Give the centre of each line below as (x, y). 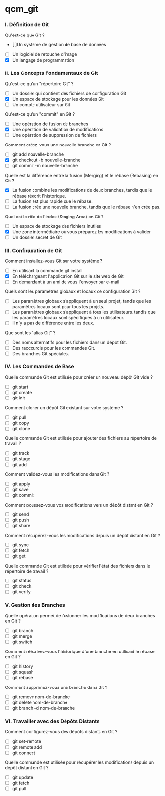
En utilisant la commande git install (47, 271)
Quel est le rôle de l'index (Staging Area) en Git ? (55, 217)
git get (19, 556)
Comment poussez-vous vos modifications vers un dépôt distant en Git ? (79, 505)
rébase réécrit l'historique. (39, 196)
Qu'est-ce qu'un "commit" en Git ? (40, 114)
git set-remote (27, 741)
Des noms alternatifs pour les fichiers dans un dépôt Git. (69, 342)
